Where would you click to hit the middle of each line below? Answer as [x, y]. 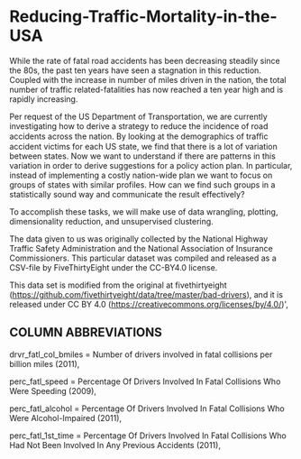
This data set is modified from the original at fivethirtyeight [118, 285]
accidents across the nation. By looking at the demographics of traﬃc [139, 136]
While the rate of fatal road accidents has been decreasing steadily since [145, 60]
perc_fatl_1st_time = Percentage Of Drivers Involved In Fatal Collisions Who [148, 436]
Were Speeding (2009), [53, 390]
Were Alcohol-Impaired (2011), [66, 418]
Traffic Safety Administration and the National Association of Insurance [141, 248]
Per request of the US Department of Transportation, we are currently [138, 116]
